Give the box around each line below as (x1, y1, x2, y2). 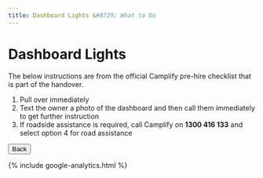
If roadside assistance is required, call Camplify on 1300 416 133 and (19, 119, 243, 129)
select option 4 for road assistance (19, 128, 133, 137)
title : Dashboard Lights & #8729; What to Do (8, 11, 156, 20)
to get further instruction (19, 111, 100, 121)
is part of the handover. (8, 79, 84, 89)
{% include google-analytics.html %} (8, 160, 128, 169)
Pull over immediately (19, 95, 89, 104)
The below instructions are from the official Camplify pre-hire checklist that (8, 71, 251, 81)
